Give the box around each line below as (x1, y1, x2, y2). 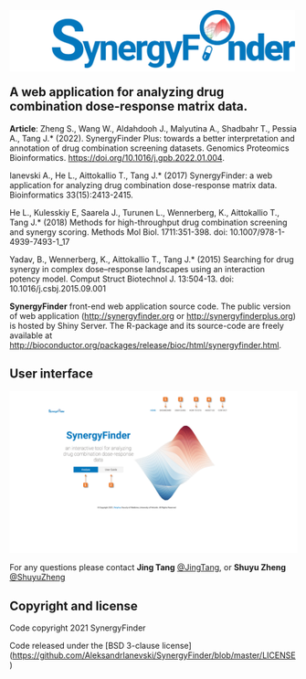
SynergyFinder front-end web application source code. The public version (9, 301, 290, 312)
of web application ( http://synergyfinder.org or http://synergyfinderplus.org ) (9, 310, 297, 321)
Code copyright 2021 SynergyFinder (9, 622, 146, 633)
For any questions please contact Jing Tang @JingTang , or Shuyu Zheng (9, 562, 286, 573)
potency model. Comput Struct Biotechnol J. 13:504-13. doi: (9, 273, 235, 284)
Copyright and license (9, 598, 139, 613)
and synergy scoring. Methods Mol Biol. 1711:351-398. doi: (9, 226, 228, 238)
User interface (9, 366, 93, 382)
